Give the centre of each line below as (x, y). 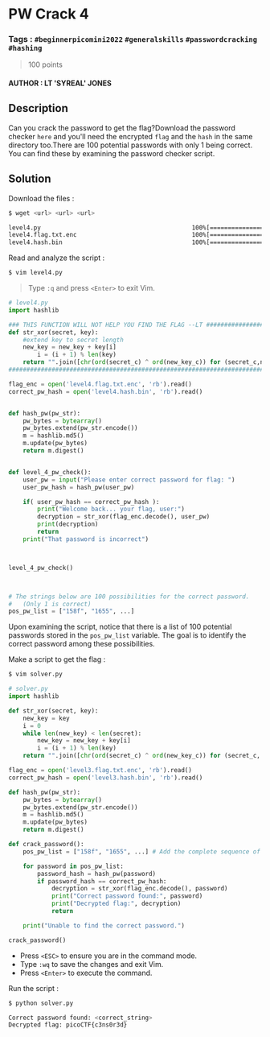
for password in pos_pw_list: (74, 866)
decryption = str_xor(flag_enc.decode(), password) (139, 889)
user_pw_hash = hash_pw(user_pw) (79, 487)
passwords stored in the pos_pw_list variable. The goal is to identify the (127, 635)
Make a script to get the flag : (57, 659)
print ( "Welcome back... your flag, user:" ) (111, 509)
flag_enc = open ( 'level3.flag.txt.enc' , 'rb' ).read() (100, 771)
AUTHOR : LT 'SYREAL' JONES (60, 83)
